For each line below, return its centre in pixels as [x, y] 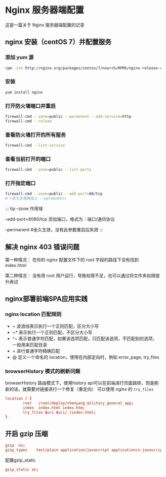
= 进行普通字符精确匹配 [36, 351]
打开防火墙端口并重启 [30, 106]
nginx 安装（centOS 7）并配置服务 [59, 42]
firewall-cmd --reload [28, 121]
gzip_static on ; [22, 470]
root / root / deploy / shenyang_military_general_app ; [78, 403]
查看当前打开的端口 [28, 159]
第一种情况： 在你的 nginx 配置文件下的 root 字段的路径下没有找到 [72, 260]
